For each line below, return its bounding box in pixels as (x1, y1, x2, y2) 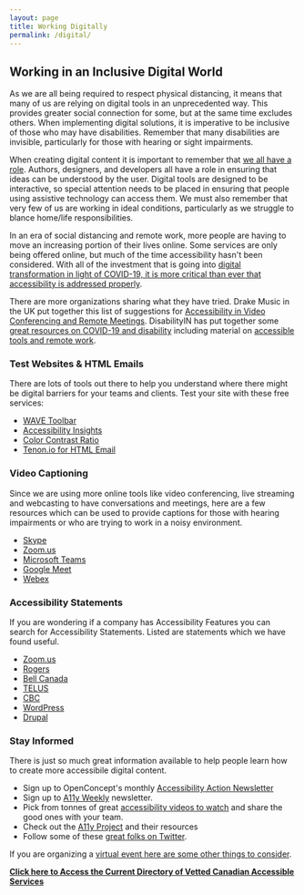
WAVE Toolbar (22, 416, 77, 427)
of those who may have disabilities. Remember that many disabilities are (9, 127, 280, 138)
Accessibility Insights (22, 425, 103, 436)
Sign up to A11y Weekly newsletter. (22, 792, 153, 803)
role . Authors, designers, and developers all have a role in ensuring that (9, 164, 278, 175)
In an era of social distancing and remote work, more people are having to (9, 230, 287, 242)
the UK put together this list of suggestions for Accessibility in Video (9, 306, 266, 317)
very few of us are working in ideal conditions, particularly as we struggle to (9, 202, 294, 214)
